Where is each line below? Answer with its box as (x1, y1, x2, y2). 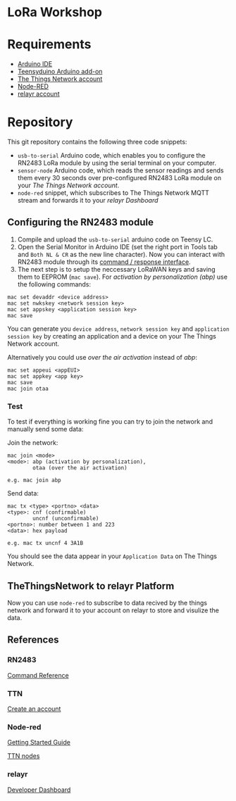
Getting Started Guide (7, 738, 70, 747)
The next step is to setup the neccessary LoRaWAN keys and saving (17, 265, 216, 273)
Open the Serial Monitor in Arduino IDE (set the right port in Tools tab (17, 242, 218, 251)
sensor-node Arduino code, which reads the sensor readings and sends (17, 166, 224, 175)
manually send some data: (7, 425, 84, 434)
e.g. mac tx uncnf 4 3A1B (7, 540, 83, 547)
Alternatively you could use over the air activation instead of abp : (7, 353, 197, 361)
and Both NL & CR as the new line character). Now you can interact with (17, 250, 225, 258)
